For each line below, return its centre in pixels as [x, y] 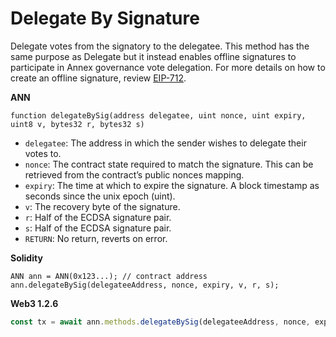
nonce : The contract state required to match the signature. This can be [169, 164]
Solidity [26, 258]
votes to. [43, 153]
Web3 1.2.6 [34, 303]
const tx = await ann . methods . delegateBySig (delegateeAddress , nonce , [160, 322]
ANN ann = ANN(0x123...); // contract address [109, 276]
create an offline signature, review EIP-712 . [98, 78]
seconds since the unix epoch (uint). [100, 196]
